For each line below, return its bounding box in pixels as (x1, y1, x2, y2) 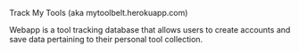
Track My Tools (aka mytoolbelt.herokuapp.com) (9, 8, 188, 18)
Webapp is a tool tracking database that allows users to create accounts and (9, 25, 291, 34)
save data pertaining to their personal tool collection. (9, 34, 203, 44)
